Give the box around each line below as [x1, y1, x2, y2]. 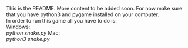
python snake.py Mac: [6, 29, 61, 36]
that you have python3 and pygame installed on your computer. [6, 11, 160, 18]
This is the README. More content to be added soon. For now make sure [6, 5, 183, 12]
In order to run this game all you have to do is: [6, 17, 117, 24]
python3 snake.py [6, 36, 50, 42]
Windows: [6, 23, 31, 30]
